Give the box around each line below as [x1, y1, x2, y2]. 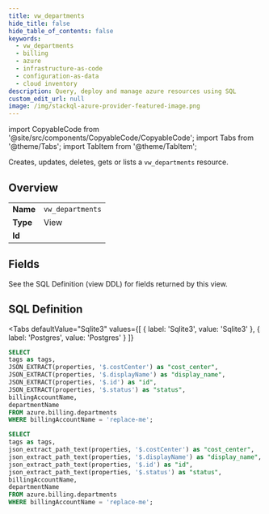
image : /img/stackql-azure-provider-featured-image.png [8, 102, 200, 110]
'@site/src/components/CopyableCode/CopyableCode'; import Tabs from [8, 133, 254, 142]
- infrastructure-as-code [15, 65, 103, 73]
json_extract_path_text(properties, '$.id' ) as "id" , [8, 461, 194, 469]
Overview [8, 181, 59, 194]
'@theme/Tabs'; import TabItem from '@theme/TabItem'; [8, 142, 197, 151]
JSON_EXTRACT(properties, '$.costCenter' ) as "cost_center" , [8, 363, 219, 372]
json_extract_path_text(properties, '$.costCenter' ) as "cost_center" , [8, 446, 254, 454]
